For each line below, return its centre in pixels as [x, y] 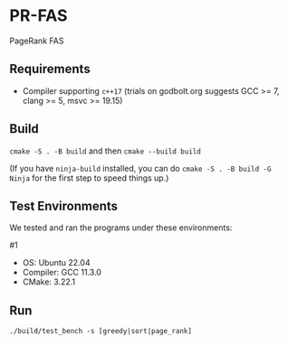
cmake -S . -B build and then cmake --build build [105, 151]
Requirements [50, 69]
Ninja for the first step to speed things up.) [89, 178]
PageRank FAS [37, 41]
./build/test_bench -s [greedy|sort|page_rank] [101, 331]
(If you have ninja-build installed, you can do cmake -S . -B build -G [140, 168]
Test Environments [64, 205]
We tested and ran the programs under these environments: [121, 228]
